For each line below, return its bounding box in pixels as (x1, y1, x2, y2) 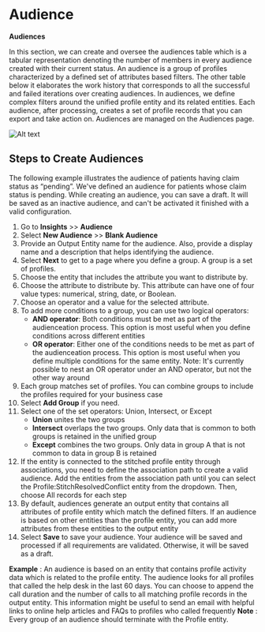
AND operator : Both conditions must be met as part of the (32, 314, 222, 323)
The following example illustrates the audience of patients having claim (9, 173, 240, 182)
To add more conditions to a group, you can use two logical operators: (20, 305, 249, 315)
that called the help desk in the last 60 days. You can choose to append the (9, 581, 254, 590)
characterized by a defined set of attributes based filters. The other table (9, 72, 246, 81)
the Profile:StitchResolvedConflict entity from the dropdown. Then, (20, 481, 237, 491)
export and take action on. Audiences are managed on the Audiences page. (9, 114, 255, 123)
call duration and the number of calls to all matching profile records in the (9, 589, 248, 599)
